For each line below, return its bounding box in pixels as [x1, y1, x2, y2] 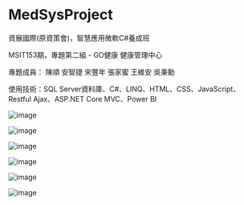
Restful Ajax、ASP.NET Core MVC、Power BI [8, 94, 157, 103]
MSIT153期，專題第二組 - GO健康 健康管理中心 [8, 50, 163, 59]
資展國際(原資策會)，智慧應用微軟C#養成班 [8, 33, 150, 42]
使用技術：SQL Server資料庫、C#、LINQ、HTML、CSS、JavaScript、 [8, 84, 241, 94]
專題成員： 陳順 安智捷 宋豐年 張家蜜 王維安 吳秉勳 [8, 66, 175, 77]
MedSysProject [8, 6, 114, 24]
